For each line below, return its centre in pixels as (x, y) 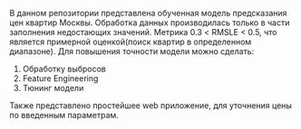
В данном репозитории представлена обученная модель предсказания (148, 13)
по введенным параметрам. (64, 115)
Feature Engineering (60, 78)
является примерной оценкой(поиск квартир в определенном (131, 41)
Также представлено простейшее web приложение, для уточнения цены (151, 106)
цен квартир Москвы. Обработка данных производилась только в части (150, 23)
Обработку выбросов (64, 69)
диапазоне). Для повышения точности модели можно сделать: (132, 51)
